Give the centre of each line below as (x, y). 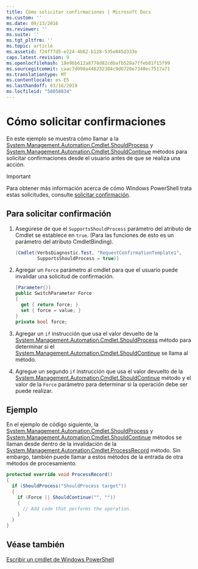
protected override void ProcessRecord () (60, 475)
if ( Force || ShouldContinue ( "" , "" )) (66, 497)
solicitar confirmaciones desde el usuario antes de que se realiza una (94, 158)
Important (19, 176)
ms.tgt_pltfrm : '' (30, 40)
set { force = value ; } (51, 310)
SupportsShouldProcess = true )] (78, 258)
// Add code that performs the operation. (77, 509)
